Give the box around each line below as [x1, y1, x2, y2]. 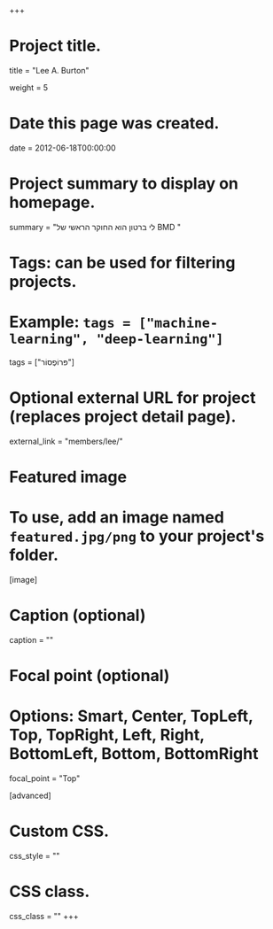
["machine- [138, 315, 219, 332]
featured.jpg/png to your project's [9, 526, 265, 546]
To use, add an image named [9, 507, 224, 528]
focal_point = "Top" [9, 773, 81, 784]
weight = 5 [9, 81, 49, 93]
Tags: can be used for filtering [9, 253, 236, 273]
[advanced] [9, 790, 51, 801]
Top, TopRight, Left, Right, [9, 725, 206, 745]
